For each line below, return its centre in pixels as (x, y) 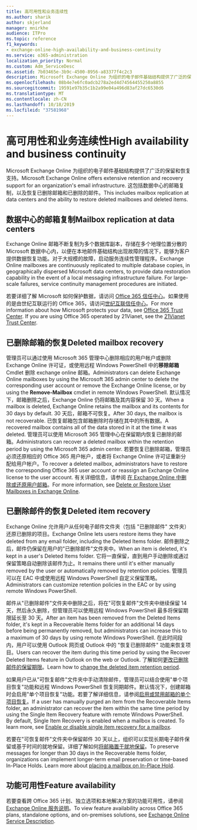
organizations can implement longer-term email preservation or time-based (97, 759)
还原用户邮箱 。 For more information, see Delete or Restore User (94, 484)
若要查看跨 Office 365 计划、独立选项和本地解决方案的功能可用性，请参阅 (95, 801)
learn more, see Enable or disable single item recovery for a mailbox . (89, 726)
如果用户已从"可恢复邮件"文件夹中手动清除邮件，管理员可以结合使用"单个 (94, 679)
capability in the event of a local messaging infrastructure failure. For (89, 278)
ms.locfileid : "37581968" (38, 110)
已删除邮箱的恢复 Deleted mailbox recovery (85, 343)
